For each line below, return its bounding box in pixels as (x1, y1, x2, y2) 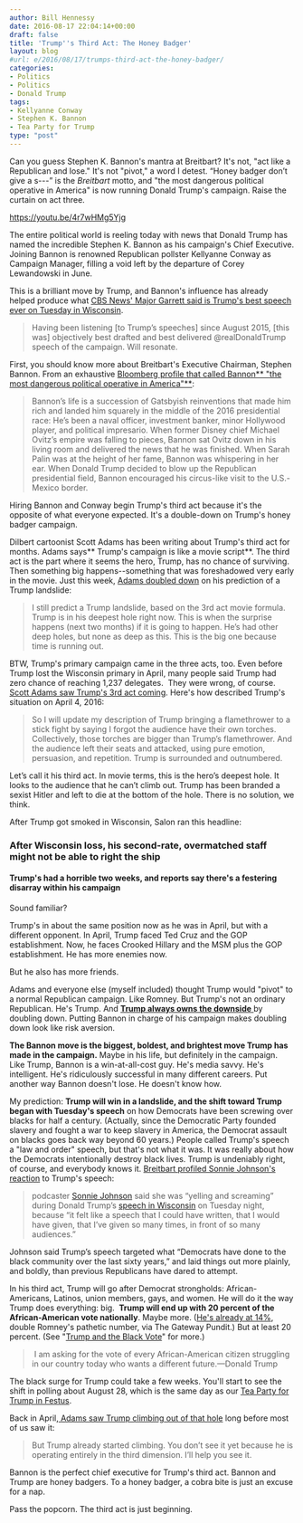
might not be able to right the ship (9, 850, 161, 862)
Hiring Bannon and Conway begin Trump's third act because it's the (9, 500, 262, 510)
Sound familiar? (9, 902, 68, 913)
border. (61, 481, 89, 493)
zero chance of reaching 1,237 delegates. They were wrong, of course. (9, 677, 276, 688)
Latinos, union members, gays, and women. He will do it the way (53, 1293, 294, 1303)
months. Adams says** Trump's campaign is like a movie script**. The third (9, 546, 290, 557)
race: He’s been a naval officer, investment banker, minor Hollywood (31, 414, 286, 425)
